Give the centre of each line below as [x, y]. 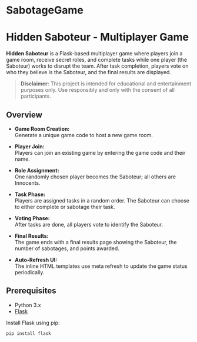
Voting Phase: [32, 218]
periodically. [29, 272]
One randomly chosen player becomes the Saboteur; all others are [95, 177]
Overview [24, 114]
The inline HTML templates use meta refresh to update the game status [101, 266]
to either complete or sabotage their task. [65, 207]
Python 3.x [28, 305]
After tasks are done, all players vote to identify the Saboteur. [89, 224]
